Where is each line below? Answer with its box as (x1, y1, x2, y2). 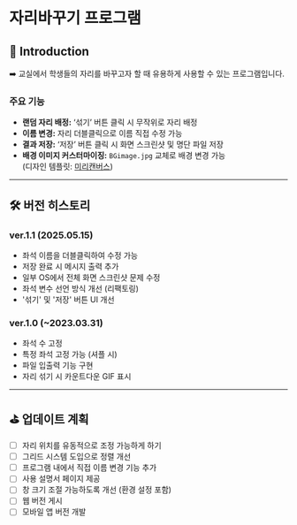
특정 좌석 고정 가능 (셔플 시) (21, 349, 118, 360)
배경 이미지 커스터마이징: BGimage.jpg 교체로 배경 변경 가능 (21, 150, 226, 161)
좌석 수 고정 (21, 338, 64, 349)
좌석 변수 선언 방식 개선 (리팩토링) (21, 283, 140, 293)
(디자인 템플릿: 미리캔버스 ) (21, 161, 113, 172)
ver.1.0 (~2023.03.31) (9, 316, 103, 329)
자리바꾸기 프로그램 (9, 8, 141, 28)
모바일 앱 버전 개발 (21, 506, 87, 517)
